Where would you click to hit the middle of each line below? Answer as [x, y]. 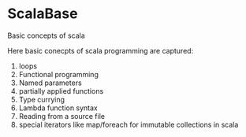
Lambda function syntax [58, 108]
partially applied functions [61, 91]
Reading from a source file [62, 116]
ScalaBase [43, 14]
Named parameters [50, 83]
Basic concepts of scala [47, 35]
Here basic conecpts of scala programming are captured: [101, 50]
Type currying [41, 99]
